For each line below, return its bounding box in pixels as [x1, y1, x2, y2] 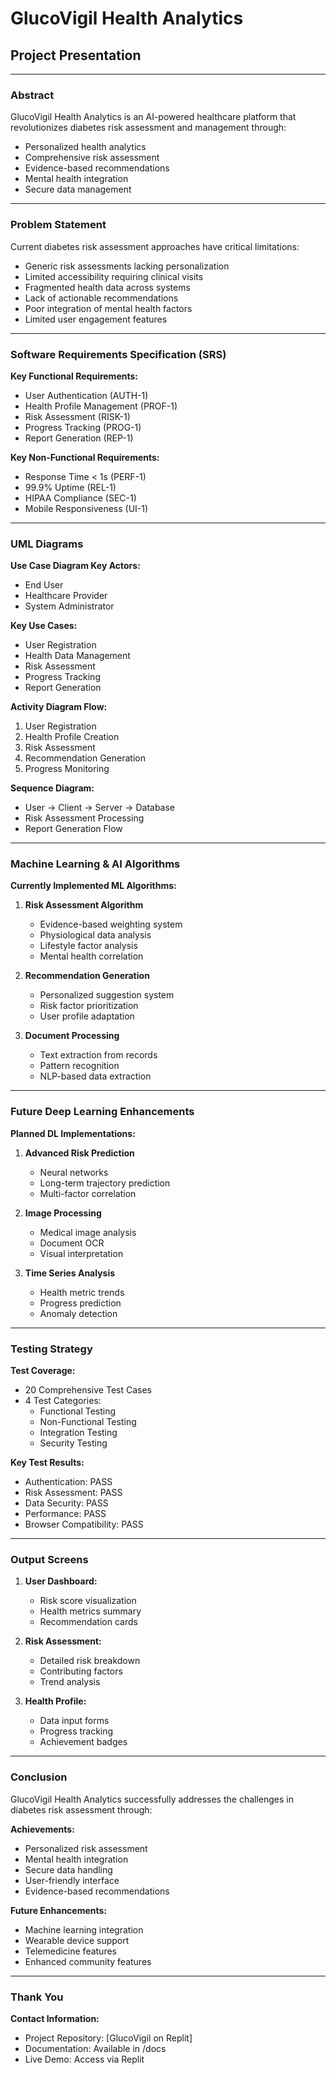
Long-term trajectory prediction [39, 1177, 171, 1189]
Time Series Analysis [24, 1267, 116, 1279]
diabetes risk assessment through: [10, 1803, 153, 1816]
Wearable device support [24, 1934, 130, 1946]
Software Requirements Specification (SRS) [10, 347, 227, 361]
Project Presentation [10, 47, 142, 64]
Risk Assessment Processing [24, 812, 145, 824]
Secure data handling [24, 1863, 113, 1876]
